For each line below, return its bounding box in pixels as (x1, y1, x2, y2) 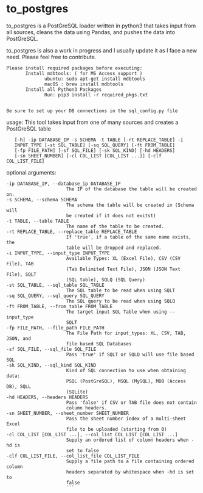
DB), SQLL (6, 383, 32, 389)
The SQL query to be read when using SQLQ (66, 298, 175, 304)
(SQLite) (66, 389, 88, 395)
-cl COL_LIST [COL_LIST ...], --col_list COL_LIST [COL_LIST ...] (6, 431, 178, 437)
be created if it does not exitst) (66, 212, 156, 218)
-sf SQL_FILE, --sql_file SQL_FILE (6, 346, 97, 352)
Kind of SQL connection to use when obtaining (66, 367, 187, 373)
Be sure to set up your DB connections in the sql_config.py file (6, 107, 178, 114)
